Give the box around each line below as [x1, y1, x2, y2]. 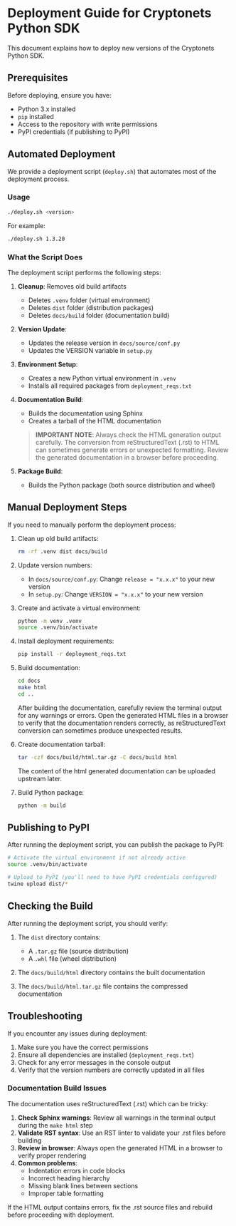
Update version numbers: [17, 561, 92, 570]
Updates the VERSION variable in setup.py [28, 346, 153, 354]
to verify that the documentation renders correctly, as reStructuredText [17, 718, 226, 727]
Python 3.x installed [17, 105, 76, 113]
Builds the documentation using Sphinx [28, 408, 144, 418]
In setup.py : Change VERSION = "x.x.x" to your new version [28, 589, 204, 598]
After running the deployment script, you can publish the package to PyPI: [7, 840, 224, 849]
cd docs [17, 677, 41, 685]
